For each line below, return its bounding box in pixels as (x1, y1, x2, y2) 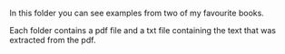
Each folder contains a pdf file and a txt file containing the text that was (9, 25, 277, 35)
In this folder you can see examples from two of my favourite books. (9, 8, 265, 18)
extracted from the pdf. (9, 35, 96, 45)
